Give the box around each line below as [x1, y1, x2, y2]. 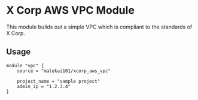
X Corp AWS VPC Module [6, 4, 135, 17]
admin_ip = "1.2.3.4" [17, 83, 71, 89]
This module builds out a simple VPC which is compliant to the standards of [6, 23, 193, 30]
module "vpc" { [6, 62, 44, 68]
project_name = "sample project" [17, 78, 100, 84]
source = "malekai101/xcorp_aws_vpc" [17, 68, 111, 74]
